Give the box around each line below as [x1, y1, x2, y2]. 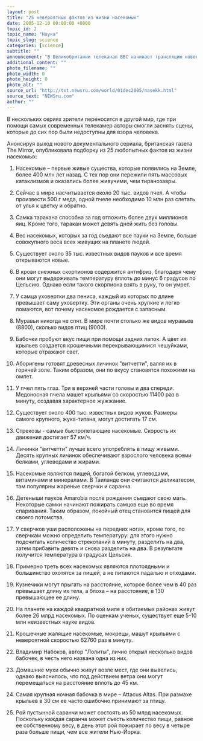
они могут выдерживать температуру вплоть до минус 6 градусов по [15, 274, 196, 282]
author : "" [7, 99, 34, 105]
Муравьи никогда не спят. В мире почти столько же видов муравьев [15, 317, 193, 324]
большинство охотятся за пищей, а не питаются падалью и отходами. [15, 569, 196, 576]
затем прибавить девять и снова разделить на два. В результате [15, 545, 183, 552]
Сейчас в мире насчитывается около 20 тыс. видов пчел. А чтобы [15, 189, 187, 196]
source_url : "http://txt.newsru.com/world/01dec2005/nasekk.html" [7, 88, 177, 94]
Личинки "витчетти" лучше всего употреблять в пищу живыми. [15, 445, 180, 452]
